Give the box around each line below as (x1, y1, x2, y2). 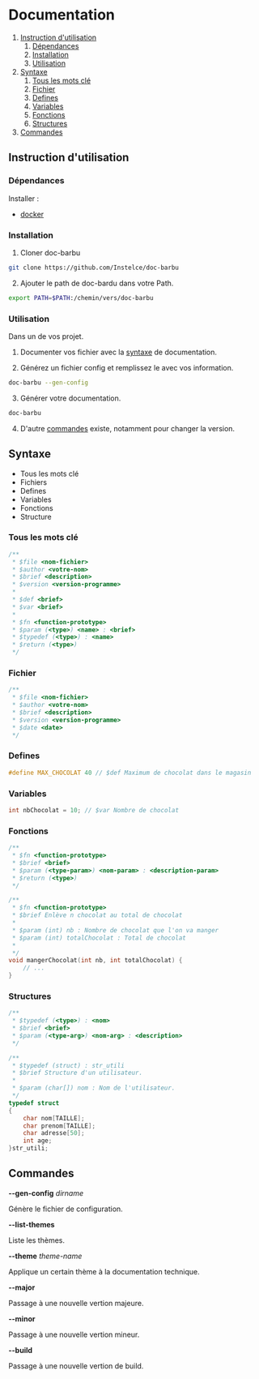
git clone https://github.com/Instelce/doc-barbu (8, 263, 180, 272)
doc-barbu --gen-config (8, 379, 89, 387)
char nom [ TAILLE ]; (23, 1114, 85, 1122)
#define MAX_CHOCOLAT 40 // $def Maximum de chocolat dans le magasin (8, 769, 252, 777)
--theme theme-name (8, 1251, 83, 1261)
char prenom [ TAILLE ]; (23, 1121, 96, 1130)
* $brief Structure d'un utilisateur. (11, 1069, 143, 1077)
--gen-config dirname (8, 1188, 84, 1197)
